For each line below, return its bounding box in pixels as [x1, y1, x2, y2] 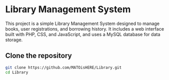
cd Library [5, 70, 29, 75]
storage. [5, 37, 23, 43]
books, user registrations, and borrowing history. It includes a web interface [5, 25, 164, 32]
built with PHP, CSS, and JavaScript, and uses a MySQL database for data [5, 31, 160, 37]
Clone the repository [5, 51, 72, 60]
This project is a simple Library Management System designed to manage [5, 20, 160, 26]
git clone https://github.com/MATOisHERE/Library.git [5, 65, 122, 70]
